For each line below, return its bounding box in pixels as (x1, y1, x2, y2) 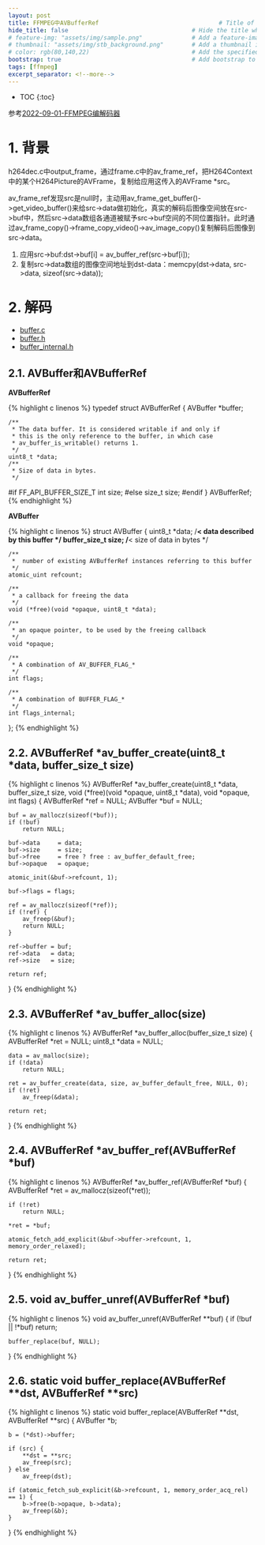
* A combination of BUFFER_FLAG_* (11, 696, 125, 704)
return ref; (8, 971, 47, 979)
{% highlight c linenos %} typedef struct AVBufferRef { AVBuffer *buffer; (8, 404, 244, 413)
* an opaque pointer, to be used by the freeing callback (11, 626, 207, 634)
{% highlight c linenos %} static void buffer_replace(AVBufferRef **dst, (8, 1408, 239, 1417)
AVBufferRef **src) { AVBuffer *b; (8, 1415, 118, 1426)
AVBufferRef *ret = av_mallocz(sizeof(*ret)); (8, 1186, 151, 1195)
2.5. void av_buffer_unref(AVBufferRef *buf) (8, 1293, 230, 1306)
